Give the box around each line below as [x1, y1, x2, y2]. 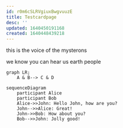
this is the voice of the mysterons [6, 47, 88, 54]
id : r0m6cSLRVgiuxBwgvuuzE [6, 8, 73, 15]
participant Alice [17, 90, 62, 96]
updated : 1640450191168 [6, 25, 65, 31]
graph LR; [6, 70, 31, 76]
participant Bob [17, 96, 57, 101]
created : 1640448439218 [6, 31, 65, 37]
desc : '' [6, 19, 28, 25]
